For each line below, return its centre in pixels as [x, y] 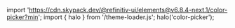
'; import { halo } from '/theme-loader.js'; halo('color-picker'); [126, 17]
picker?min [22, 17]
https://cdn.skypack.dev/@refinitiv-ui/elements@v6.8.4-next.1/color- [128, 10]
